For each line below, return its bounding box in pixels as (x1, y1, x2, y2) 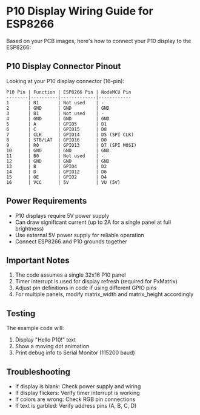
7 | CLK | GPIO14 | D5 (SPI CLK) (6, 132, 135, 138)
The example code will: (6, 325, 64, 332)
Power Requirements (6, 196, 87, 206)
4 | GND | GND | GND (6, 115, 110, 122)
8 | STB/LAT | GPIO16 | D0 (6, 137, 107, 143)
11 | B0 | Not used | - (6, 153, 104, 159)
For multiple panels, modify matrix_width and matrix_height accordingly (15, 291, 194, 298)
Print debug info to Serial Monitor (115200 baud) (15, 349, 135, 356)
